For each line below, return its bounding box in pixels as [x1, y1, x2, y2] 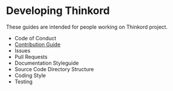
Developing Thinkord [6, 4, 110, 17]
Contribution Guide [14, 41, 61, 48]
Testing [14, 78, 33, 85]
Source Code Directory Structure [14, 65, 94, 72]
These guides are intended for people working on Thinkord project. [6, 23, 168, 30]
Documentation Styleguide [14, 60, 79, 66]
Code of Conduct [14, 34, 57, 41]
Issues [14, 47, 31, 54]
